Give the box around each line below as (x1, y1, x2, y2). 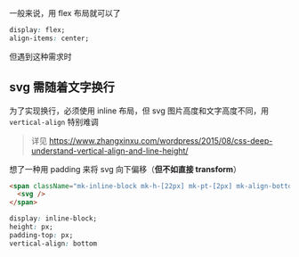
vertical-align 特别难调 (9, 116, 100, 127)
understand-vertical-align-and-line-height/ (30, 145, 189, 156)
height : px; (9, 222, 53, 232)
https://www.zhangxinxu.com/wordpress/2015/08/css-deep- (48, 135, 273, 145)
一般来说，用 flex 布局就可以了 (9, 8, 121, 18)
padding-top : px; (9, 230, 74, 239)
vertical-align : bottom (9, 239, 98, 248)
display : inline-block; (9, 214, 98, 223)
